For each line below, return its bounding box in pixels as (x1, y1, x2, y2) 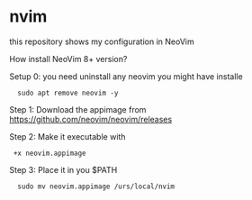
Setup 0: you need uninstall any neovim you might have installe (9, 70, 243, 82)
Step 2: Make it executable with (9, 131, 126, 141)
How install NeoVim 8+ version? (9, 53, 128, 64)
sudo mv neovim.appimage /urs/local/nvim (17, 182, 175, 191)
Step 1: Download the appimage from (9, 104, 147, 114)
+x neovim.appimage (13, 149, 87, 158)
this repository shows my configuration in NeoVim (9, 36, 195, 47)
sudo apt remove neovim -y (17, 88, 119, 97)
